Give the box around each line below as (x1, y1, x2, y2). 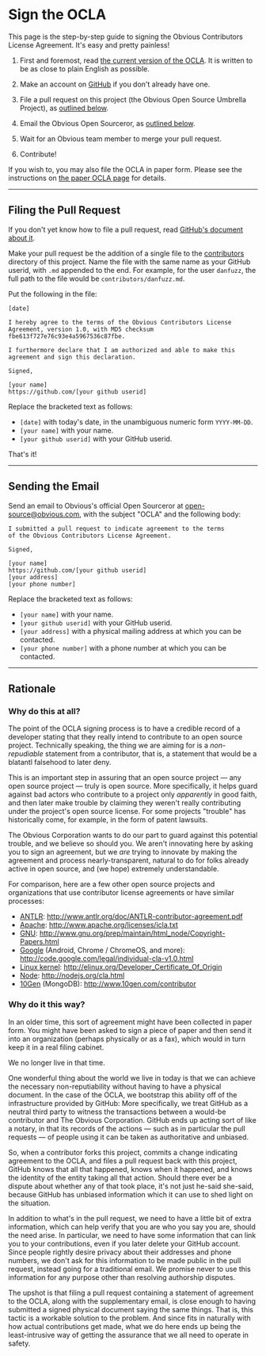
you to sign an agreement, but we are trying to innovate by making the (8, 847, 237, 857)
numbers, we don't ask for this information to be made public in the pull (8, 1255, 241, 1265)
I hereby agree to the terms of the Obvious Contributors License (8, 318, 232, 326)
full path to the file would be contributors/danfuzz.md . (8, 274, 185, 283)
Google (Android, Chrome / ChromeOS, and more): (19, 946, 185, 955)
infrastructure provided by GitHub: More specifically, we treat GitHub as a (8, 1098, 249, 1108)
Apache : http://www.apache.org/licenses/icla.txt (19, 920, 178, 930)
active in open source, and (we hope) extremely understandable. (8, 864, 219, 874)
